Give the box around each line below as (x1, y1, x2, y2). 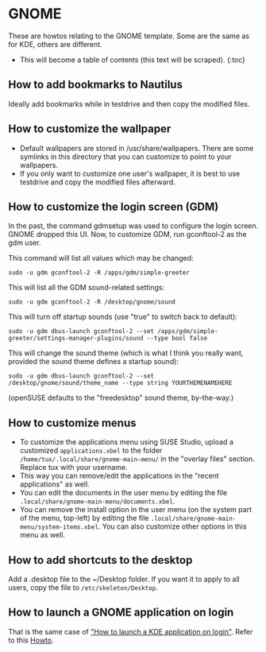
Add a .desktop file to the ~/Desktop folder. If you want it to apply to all (8, 574, 240, 584)
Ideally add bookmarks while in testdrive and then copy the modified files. (8, 99, 250, 108)
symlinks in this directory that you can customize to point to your (19, 152, 232, 161)
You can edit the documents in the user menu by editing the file (19, 488, 228, 498)
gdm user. (8, 238, 41, 247)
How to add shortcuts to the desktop (8, 553, 193, 567)
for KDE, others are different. (8, 39, 102, 49)
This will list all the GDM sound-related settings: (8, 283, 165, 293)
